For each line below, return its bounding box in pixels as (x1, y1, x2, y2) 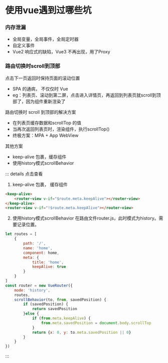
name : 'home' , (23, 245, 53, 251)
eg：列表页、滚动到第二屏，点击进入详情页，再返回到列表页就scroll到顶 (12, 92, 161, 98)
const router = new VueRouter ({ (5, 283, 73, 288)
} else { (23, 311, 39, 316)
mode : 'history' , (14, 287, 51, 293)
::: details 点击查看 (5, 171, 43, 177)
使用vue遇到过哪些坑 (5, 5, 92, 16)
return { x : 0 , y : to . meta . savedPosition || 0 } (32, 330, 131, 335)
